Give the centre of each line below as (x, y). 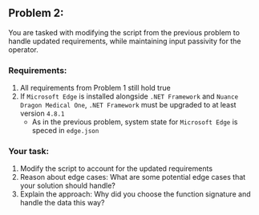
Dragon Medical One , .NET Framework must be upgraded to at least (128, 105)
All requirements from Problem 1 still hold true (95, 88)
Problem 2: (36, 13)
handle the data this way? (62, 203)
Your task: (29, 152)
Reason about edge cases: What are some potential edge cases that (133, 177)
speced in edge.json (65, 131)
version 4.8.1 (42, 114)
